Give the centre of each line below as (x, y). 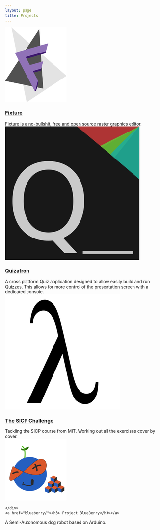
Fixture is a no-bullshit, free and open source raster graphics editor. (74, 124)
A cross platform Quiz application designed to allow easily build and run (78, 282)
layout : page (18, 10)
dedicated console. (25, 292)
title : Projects (22, 15)
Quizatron (17, 271)
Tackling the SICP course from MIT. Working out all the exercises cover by (80, 431)
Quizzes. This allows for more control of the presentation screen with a (77, 287)
